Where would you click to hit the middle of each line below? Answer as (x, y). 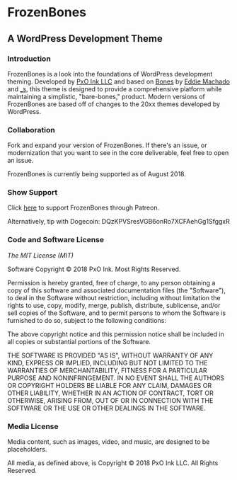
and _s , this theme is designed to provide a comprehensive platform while (115, 88)
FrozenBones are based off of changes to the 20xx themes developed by (114, 104)
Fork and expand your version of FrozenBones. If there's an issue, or (107, 145)
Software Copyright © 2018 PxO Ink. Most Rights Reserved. (94, 269)
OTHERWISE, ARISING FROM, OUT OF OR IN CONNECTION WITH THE (110, 400)
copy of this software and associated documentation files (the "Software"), (117, 290)
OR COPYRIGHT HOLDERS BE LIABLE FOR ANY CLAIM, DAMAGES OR (110, 385)
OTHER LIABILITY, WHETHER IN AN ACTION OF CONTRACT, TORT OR (110, 393)
